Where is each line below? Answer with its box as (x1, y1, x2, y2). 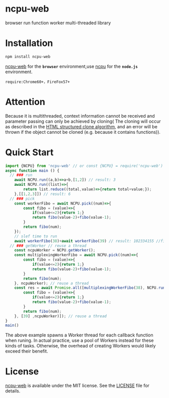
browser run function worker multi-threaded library (5, 20, 111, 26)
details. (5, 388, 21, 394)
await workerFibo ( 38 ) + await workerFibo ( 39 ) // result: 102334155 (14, 238, 154, 243)
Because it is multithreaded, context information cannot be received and (5, 113, 155, 119)
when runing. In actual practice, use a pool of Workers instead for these (5, 337, 154, 343)
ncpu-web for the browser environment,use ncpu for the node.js (5, 63, 138, 69)
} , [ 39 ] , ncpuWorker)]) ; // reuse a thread (14, 314, 107, 319)
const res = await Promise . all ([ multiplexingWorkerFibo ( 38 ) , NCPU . (14, 285, 158, 290)
